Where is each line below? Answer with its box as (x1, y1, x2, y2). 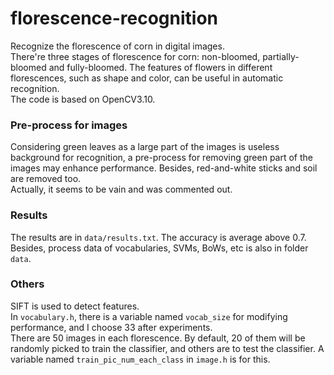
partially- (262, 50, 300, 62)
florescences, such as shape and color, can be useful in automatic (10, 72, 284, 84)
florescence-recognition (10, 7, 219, 30)
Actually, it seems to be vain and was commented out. (10, 183, 233, 196)
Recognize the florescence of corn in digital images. (10, 40, 225, 52)
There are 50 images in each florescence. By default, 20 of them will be (10, 332, 306, 344)
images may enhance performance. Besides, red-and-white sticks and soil (10, 162, 318, 174)
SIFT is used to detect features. (10, 300, 140, 312)
